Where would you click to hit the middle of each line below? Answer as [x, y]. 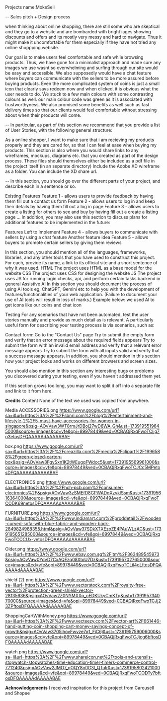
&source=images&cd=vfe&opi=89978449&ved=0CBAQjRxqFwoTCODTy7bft [83, 673]
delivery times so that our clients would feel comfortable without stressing [81, 110]
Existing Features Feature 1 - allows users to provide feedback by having [80, 196]
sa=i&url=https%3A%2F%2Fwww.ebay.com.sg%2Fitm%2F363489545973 [82, 554]
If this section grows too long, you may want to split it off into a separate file [83, 386]
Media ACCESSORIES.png [32, 410]
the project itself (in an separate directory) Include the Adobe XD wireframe [83, 166]
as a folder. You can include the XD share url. [51, 171]
